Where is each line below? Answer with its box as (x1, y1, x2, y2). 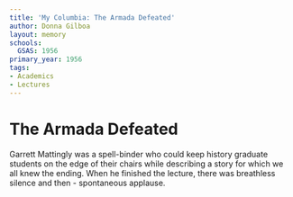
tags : (9, 64, 30, 73)
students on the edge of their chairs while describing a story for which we (9, 158, 284, 169)
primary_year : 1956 (9, 55, 83, 64)
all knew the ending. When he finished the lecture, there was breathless (9, 167, 276, 178)
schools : (9, 38, 42, 48)
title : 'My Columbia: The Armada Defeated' (9, 13, 176, 22)
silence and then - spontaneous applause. (9, 177, 166, 188)
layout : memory (9, 30, 67, 39)
